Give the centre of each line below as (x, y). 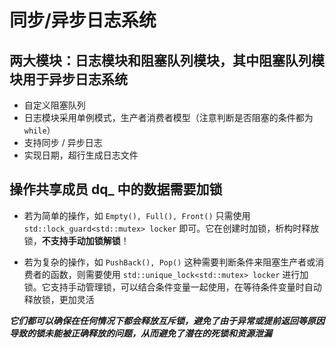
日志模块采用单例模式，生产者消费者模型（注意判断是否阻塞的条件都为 (168, 117)
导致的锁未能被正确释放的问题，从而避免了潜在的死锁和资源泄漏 (140, 333)
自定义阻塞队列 (54, 105)
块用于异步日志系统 (68, 79)
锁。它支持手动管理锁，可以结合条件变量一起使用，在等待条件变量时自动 (172, 287)
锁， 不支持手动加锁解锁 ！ (76, 240)
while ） (39, 130)
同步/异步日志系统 (83, 20)
